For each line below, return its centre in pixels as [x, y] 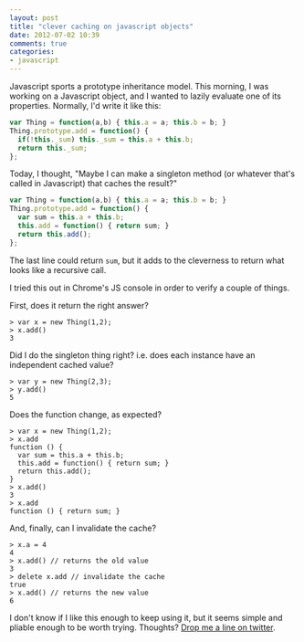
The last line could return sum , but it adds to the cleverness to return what [147, 260]
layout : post [34, 18]
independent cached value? [62, 364]
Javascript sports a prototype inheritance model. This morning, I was [139, 86]
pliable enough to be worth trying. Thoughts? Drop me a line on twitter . [142, 627]
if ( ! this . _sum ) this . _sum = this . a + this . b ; [106, 139]
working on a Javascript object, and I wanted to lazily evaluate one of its [145, 96]
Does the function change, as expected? [86, 414]
